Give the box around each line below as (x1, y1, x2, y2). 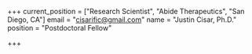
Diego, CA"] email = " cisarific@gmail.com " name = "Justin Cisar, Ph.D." (7, 15, 237, 24)
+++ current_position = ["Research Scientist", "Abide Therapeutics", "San (7, 7, 245, 16)
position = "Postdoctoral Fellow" (7, 23, 112, 32)
